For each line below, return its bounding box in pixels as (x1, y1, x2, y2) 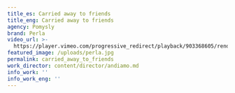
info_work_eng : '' (7, 75, 61, 83)
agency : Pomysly (7, 23, 55, 30)
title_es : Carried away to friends (7, 10, 111, 17)
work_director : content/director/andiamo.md (7, 62, 139, 69)
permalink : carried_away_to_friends (7, 56, 114, 63)
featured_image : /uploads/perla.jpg (7, 50, 114, 57)
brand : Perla (7, 29, 45, 37)
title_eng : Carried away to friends (7, 17, 114, 24)
